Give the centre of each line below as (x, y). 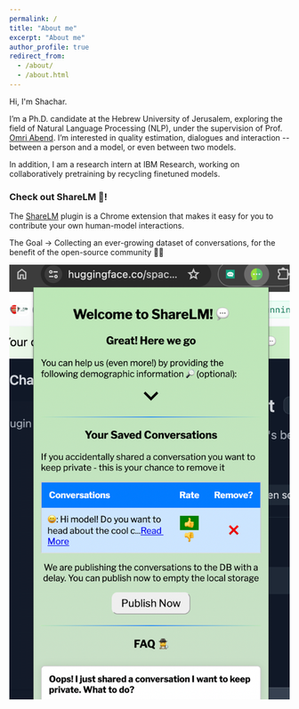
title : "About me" (43, 28)
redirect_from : (37, 56)
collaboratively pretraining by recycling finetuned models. (115, 173)
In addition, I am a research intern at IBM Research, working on (125, 164)
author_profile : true (49, 47)
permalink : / (33, 19)
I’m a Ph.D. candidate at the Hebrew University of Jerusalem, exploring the (146, 118)
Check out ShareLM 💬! (59, 197)
